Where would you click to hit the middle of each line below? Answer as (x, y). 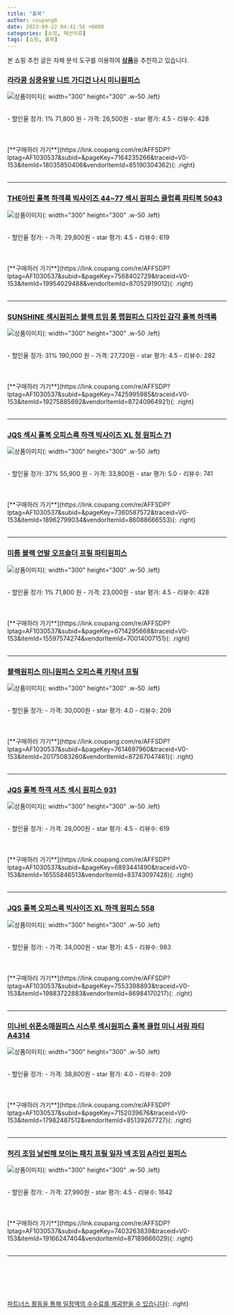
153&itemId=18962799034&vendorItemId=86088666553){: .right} (102, 520)
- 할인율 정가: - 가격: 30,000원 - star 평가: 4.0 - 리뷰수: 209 (89, 710)
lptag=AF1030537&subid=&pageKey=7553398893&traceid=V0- (99, 986)
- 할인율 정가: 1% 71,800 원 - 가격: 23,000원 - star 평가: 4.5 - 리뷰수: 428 (108, 592)
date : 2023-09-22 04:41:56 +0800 (56, 27)
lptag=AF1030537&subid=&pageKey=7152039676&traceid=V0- (98, 1113)
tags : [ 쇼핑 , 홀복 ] (32, 40)
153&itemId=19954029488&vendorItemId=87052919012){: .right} (100, 283)
